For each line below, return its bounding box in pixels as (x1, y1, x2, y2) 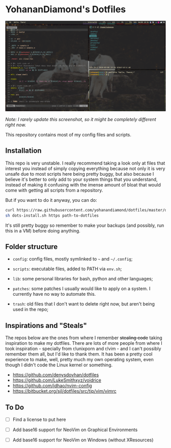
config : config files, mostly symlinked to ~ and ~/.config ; (12, 256, 133, 262)
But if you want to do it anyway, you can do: (5, 197, 97, 203)
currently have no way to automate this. (12, 291, 96, 297)
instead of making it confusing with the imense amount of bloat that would (5, 181, 161, 187)
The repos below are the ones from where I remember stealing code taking (5, 335, 163, 341)
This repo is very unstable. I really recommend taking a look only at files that (5, 160, 165, 166)
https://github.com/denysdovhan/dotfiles (12, 372, 99, 378)
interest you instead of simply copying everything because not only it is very (5, 165, 165, 172)
